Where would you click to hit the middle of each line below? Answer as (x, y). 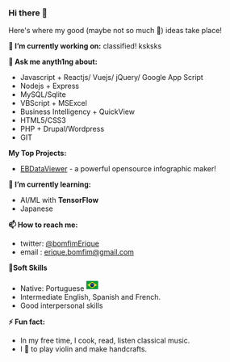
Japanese (37, 208)
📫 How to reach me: (43, 225)
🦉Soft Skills (28, 268)
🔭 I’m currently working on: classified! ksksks (85, 46)
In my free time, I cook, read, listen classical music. (105, 341)
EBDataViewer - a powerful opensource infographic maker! (118, 169)
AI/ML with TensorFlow (59, 200)
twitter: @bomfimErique (59, 244)
